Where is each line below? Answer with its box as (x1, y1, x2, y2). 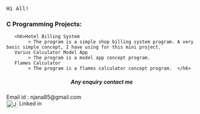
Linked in (19, 100, 42, 107)
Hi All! (6, 5, 29, 12)
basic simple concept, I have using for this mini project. (6, 44, 162, 50)
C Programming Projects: (6, 19, 82, 28)
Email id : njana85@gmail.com (6, 93, 82, 101)
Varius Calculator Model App (14, 50, 88, 56)
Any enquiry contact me (70, 78, 133, 85)
